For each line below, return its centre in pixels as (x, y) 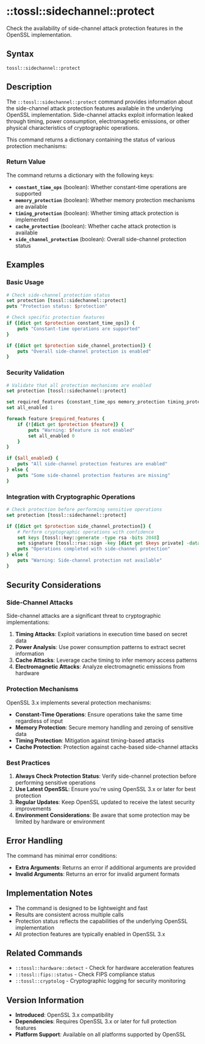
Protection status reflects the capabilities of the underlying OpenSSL (101, 921)
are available (31, 206)
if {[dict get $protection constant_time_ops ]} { (71, 323)
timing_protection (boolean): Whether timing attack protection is (97, 213)
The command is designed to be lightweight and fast (81, 908)
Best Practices (28, 762)
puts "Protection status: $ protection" (57, 306)
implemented (32, 219)
